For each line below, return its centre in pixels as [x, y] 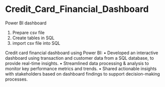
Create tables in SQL [33, 38]
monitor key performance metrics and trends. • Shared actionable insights [81, 69]
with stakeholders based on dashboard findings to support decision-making [82, 74]
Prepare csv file [28, 32]
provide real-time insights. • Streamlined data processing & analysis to [77, 63]
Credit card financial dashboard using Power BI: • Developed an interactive [82, 53]
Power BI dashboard [26, 23]
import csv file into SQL [36, 43]
